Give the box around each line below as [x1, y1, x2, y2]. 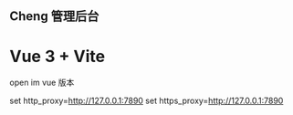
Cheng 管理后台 [9, 8, 99, 25]
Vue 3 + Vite [9, 46, 106, 67]
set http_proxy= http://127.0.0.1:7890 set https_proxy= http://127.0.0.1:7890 [9, 95, 284, 107]
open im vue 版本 [9, 77, 75, 89]
